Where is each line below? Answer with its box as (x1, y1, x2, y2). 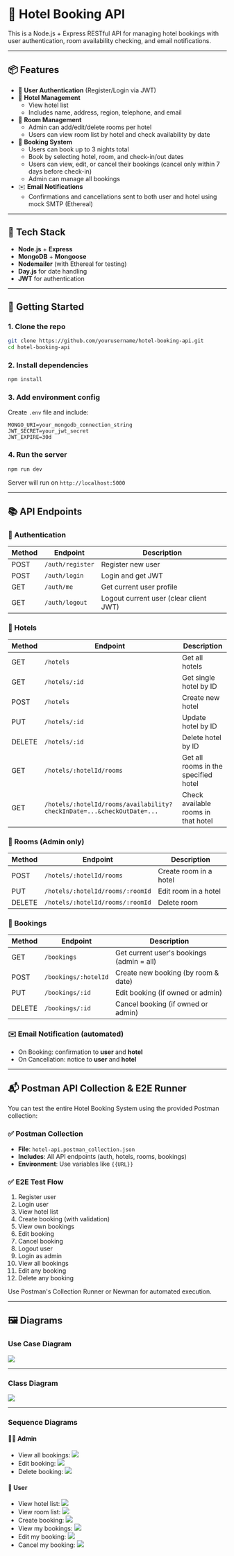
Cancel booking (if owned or (115, 999, 208, 1009)
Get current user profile (101, 583, 178, 592)
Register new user (101, 560, 160, 569)
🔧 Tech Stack (8, 226, 66, 238)
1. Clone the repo (8, 321, 66, 331)
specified (182, 770, 212, 780)
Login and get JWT (101, 571, 164, 580)
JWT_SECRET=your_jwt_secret (8, 428, 90, 435)
